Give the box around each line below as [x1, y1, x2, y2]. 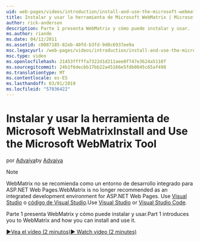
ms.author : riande [6, 31, 52, 37]
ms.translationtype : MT [6, 70, 65, 76]
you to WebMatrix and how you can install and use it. [6, 217, 136, 224]
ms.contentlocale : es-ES [6, 75, 68, 81]
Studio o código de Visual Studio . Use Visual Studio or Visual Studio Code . [6, 199, 187, 206]
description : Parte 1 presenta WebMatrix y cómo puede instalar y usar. [6, 25, 190, 32]
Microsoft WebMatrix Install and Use [6, 124, 189, 138]
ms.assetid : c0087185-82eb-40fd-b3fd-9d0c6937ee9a [6, 42, 135, 48]
